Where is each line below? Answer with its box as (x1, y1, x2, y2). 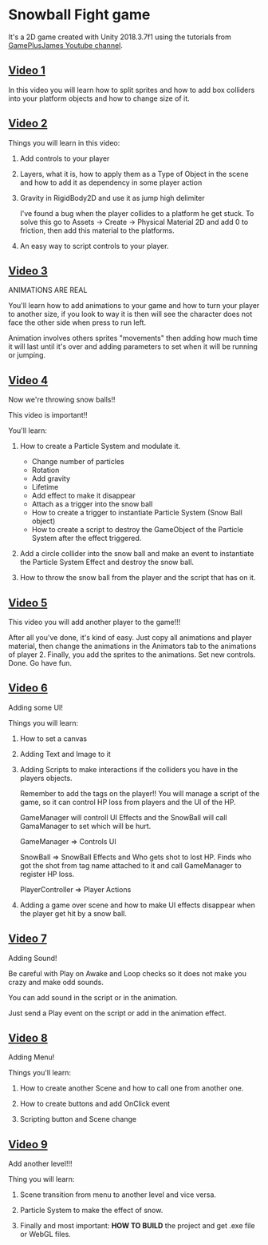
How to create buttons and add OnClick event (19, 1099, 170, 1109)
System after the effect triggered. (31, 534, 142, 543)
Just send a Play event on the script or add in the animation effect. (8, 1008, 227, 1018)
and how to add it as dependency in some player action (19, 178, 203, 187)
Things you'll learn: (8, 1068, 72, 1078)
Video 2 (8, 117, 48, 130)
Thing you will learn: (8, 1175, 75, 1184)
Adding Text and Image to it (19, 749, 111, 759)
